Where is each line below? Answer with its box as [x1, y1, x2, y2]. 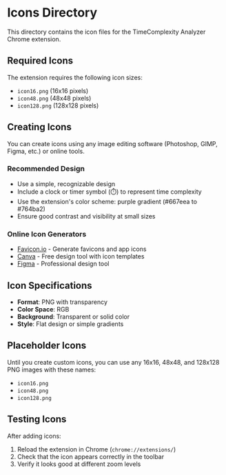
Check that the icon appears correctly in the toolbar [17, 452, 164, 461]
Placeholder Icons [7, 340, 87, 352]
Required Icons [7, 55, 74, 67]
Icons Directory [7, 5, 98, 21]
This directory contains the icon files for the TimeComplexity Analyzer [7, 28, 206, 36]
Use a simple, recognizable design [17, 179, 116, 188]
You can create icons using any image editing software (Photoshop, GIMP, [7, 139, 218, 148]
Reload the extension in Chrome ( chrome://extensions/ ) [17, 445, 176, 453]
